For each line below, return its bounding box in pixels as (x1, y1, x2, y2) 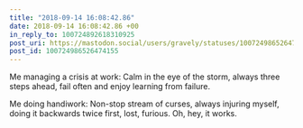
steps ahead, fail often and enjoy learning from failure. (9, 81, 211, 92)
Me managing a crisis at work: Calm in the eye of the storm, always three (9, 71, 280, 82)
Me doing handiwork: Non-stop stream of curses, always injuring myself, (9, 98, 280, 109)
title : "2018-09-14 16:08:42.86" (9, 13, 135, 23)
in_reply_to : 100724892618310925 (9, 30, 135, 39)
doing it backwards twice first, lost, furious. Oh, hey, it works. (9, 108, 237, 119)
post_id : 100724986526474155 (9, 47, 119, 56)
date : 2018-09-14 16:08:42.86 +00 (9, 22, 140, 31)
